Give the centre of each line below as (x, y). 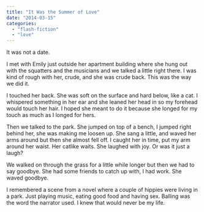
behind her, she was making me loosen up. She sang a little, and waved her (101, 134)
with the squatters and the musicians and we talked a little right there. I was (102, 70)
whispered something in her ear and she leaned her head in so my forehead (102, 102)
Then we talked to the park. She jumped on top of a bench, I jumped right (99, 127)
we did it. (18, 84)
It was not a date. (28, 52)
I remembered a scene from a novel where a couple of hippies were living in (102, 190)
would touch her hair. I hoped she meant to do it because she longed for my (102, 108)
